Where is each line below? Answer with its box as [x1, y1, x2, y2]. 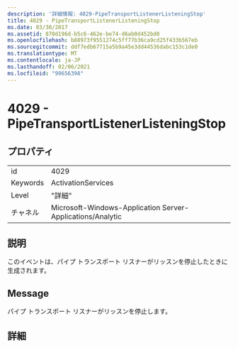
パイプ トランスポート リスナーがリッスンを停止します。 [7, 307, 172, 316]
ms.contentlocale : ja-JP [7, 57, 81, 64]
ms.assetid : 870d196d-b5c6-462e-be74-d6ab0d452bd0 [7, 30, 160, 38]
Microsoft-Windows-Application [50, 202, 161, 212]
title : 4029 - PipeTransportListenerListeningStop [7, 17, 160, 24]
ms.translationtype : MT [7, 50, 78, 58]
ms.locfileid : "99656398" [7, 70, 84, 77]
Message [7, 287, 50, 299]
